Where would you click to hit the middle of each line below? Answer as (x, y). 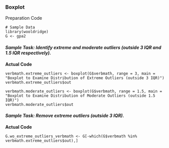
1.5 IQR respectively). (28, 53)
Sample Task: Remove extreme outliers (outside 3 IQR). (65, 116)
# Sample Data (20, 27)
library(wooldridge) (27, 32)
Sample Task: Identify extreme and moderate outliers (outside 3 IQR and (83, 47)
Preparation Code (24, 18)
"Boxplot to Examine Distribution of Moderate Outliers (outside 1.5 (80, 96)
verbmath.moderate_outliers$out (39, 104)
